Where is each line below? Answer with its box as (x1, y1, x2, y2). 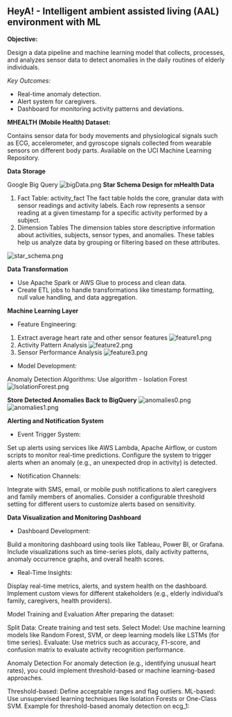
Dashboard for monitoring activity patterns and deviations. (17, 104, 184, 113)
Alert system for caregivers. (17, 97, 97, 105)
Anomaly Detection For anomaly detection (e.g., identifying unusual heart (7, 659, 216, 667)
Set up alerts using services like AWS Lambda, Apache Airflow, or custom (7, 443, 217, 451)
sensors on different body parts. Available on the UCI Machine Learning (7, 146, 212, 155)
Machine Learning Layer (7, 306, 79, 315)
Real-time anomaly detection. (17, 89, 102, 98)
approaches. (7, 673, 44, 682)
